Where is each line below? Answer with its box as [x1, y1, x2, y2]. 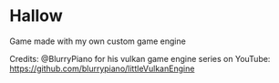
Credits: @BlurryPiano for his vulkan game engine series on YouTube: [9, 53, 271, 64]
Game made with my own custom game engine [9, 36, 187, 47]
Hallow [9, 5, 63, 26]
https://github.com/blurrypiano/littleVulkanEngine [9, 63, 195, 74]
